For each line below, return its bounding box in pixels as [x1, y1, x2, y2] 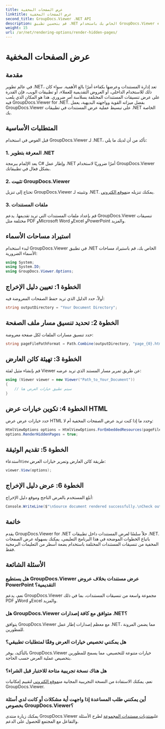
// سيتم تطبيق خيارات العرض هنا [14, 387, 72, 392]
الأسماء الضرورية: [5, 250, 38, 256]
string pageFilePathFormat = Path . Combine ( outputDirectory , [5, 341, 131, 346]
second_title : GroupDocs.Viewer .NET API [5, 16, 92, 21]
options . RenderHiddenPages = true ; [5, 432, 78, 437]
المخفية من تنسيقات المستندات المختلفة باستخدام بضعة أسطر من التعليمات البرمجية [5, 541, 159, 547]
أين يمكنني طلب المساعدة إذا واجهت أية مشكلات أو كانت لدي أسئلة [5, 696, 146, 703]
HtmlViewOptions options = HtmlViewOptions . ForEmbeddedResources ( [5, 427, 144, 432]
